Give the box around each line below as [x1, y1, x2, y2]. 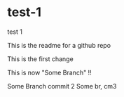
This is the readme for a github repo [7, 41, 111, 49]
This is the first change [7, 54, 74, 63]
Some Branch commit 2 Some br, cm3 [7, 82, 117, 90]
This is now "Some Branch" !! [7, 68, 92, 77]
